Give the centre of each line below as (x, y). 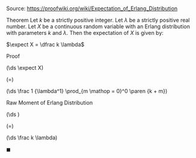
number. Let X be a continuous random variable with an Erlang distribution (98, 26)
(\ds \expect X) (25, 68)
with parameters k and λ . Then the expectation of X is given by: (85, 33)
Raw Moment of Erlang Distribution (50, 103)
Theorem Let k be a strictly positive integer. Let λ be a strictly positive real (98, 20)
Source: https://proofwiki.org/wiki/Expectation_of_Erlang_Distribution (92, 8)
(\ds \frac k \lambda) (32, 138)
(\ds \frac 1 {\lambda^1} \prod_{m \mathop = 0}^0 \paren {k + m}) (87, 91)
